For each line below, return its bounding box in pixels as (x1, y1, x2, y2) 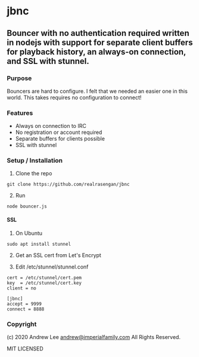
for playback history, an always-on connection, (7, 47, 186, 57)
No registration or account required (15, 129, 102, 136)
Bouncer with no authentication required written (7, 28, 189, 38)
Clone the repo (15, 170, 52, 177)
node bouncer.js (7, 203, 47, 210)
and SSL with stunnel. (7, 56, 90, 66)
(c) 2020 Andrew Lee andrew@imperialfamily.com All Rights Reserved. (7, 333, 181, 340)
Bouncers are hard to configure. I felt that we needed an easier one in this (7, 87, 188, 94)
